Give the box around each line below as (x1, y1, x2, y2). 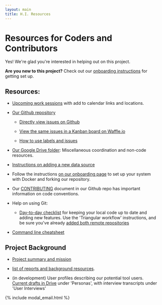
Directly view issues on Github (19, 119, 80, 125)
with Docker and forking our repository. (12, 177, 91, 182)
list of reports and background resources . (12, 266, 95, 272)
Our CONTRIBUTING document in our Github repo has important (12, 186, 141, 192)
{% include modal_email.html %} (5, 295, 70, 301)
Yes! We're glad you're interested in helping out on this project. (5, 59, 131, 64)
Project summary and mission (12, 257, 72, 262)
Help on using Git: (12, 200, 48, 206)
